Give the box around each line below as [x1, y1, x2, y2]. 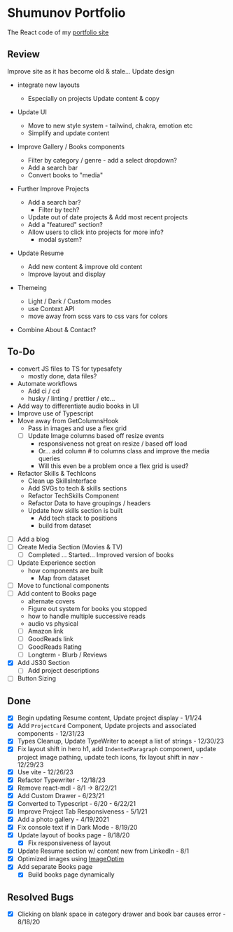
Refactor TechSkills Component [27, 491, 120, 500]
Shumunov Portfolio [7, 5, 126, 21]
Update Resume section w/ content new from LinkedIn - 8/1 [17, 847, 190, 856]
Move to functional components [17, 581, 110, 589]
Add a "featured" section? [27, 220, 104, 228]
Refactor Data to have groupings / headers [27, 499, 151, 507]
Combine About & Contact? [17, 325, 97, 334]
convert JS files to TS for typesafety [17, 364, 122, 373]
